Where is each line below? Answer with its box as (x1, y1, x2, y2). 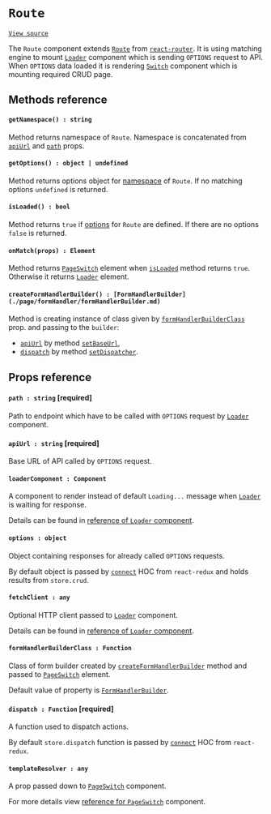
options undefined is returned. (8, 184, 108, 194)
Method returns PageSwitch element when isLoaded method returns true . (8, 263, 251, 273)
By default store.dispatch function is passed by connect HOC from (8, 738, 232, 748)
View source (8, 29, 49, 37)
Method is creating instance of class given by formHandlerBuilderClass (8, 314, 245, 323)
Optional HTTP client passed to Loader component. (8, 610, 178, 619)
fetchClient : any (8, 593, 70, 602)
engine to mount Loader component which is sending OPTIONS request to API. (8, 52, 264, 62)
